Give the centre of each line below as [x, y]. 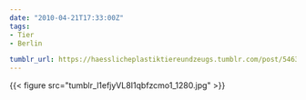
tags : [20, 26]
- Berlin [26, 43]
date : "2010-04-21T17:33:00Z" [67, 18]
